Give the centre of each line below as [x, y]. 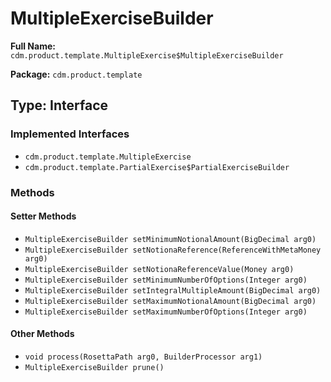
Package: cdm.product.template [76, 74]
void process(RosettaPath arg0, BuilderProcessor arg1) [143, 357]
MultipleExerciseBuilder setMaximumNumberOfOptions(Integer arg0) [166, 312]
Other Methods [42, 334]
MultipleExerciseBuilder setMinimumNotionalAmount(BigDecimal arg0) [170, 239]
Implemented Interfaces [70, 134]
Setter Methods [43, 216]
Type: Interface [59, 105]
